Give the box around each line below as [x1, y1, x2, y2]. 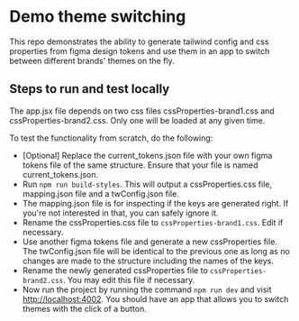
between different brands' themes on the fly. [9, 55, 176, 66]
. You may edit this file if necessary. [62, 274, 195, 285]
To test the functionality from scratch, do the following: [9, 133, 213, 143]
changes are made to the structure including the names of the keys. [22, 255, 275, 266]
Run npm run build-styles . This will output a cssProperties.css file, [22, 179, 273, 189]
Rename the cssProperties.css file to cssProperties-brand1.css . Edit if [22, 216, 284, 227]
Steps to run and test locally [9, 81, 170, 96]
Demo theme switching [9, 6, 186, 27]
